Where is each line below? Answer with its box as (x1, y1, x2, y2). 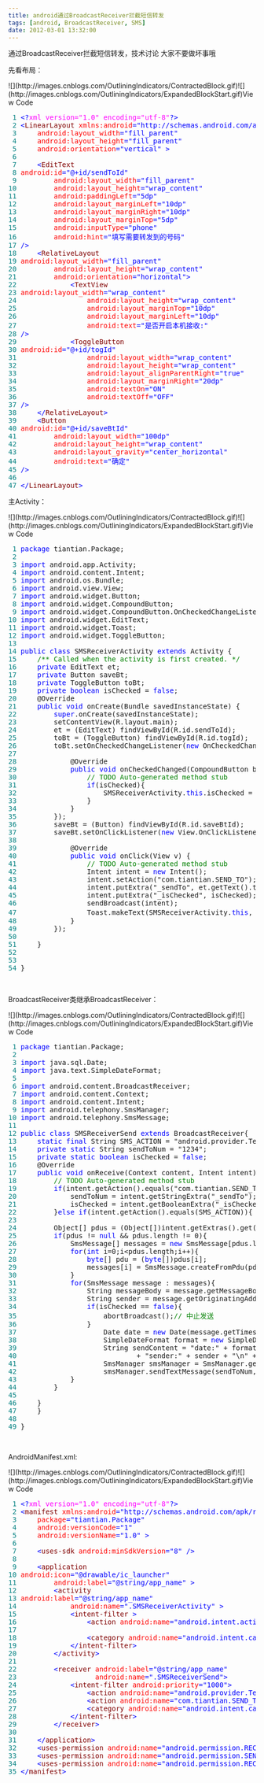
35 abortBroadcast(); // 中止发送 (8, 1311, 214, 1321)
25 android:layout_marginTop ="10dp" (8, 304, 216, 313)
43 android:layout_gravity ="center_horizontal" (8, 448, 228, 457)
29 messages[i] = (8, 1263, 141, 1272)
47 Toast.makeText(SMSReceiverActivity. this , (8, 908, 253, 917)
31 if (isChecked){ (8, 781, 145, 790)
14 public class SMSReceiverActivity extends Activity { (8, 647, 233, 656)
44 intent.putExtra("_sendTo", (8, 883, 195, 892)
